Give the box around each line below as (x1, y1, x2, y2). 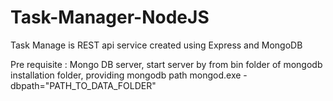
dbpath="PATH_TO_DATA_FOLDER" (10, 79, 157, 91)
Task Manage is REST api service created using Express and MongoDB (10, 39, 303, 51)
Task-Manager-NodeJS (10, 6, 210, 29)
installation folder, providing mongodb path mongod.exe (10, 69, 242, 81)
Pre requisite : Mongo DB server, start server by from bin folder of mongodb (10, 58, 323, 70)
